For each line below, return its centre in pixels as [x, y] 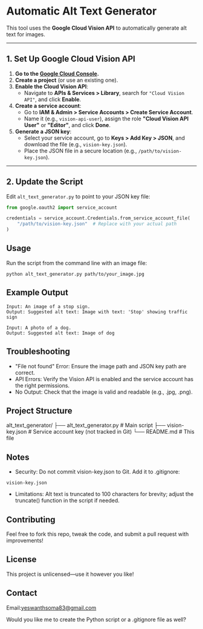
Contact [22, 593]
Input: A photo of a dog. [39, 328]
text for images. [26, 34]
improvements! [25, 540]
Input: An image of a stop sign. [48, 307]
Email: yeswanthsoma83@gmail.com [51, 608]
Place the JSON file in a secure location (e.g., [80, 151]
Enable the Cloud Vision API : [52, 86]
